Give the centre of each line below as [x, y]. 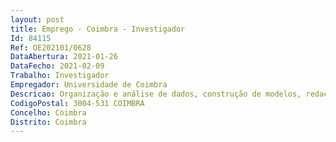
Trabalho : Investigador [60, 76]
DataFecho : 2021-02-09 [57, 66]
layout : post [37, 19]
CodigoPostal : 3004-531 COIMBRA [77, 103]
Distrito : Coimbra [48, 122]
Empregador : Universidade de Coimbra [89, 85]
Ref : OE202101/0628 [51, 47]
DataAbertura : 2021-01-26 [64, 57]
